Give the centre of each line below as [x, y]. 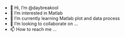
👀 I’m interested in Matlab [36, 13]
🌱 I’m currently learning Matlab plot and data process [65, 18]
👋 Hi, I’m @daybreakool [34, 8]
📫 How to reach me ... [33, 29]
